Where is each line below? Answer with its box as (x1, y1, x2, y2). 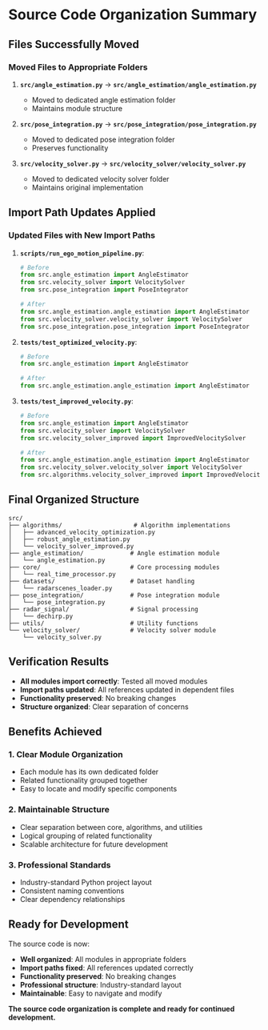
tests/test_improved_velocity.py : (19, 396, 134, 406)
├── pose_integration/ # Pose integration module (8, 591, 220, 599)
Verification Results (8, 655, 110, 669)
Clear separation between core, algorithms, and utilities (19, 822, 203, 832)
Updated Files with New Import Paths (8, 230, 156, 241)
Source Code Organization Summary (8, 6, 258, 24)
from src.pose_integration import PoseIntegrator (19, 286, 190, 294)
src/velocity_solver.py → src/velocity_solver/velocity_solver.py (19, 158, 246, 168)
